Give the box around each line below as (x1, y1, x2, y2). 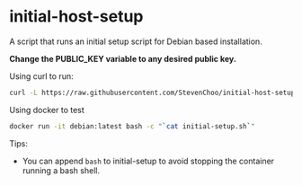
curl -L (9, 88, 39, 97)
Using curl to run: (9, 70, 74, 82)
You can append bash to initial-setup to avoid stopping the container (22, 155, 275, 166)
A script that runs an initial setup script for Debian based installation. (9, 36, 262, 47)
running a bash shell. (22, 164, 101, 176)
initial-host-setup (9, 6, 144, 27)
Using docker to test (9, 104, 85, 115)
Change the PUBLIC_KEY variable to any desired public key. (9, 53, 236, 64)
